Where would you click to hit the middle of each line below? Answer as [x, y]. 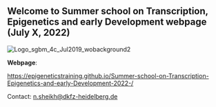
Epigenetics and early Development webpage [107, 22]
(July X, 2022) [39, 33]
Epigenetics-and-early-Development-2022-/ [70, 83]
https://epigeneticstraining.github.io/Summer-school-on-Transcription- [108, 75]
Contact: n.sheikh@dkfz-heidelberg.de [62, 96]
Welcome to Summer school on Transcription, [108, 11]
